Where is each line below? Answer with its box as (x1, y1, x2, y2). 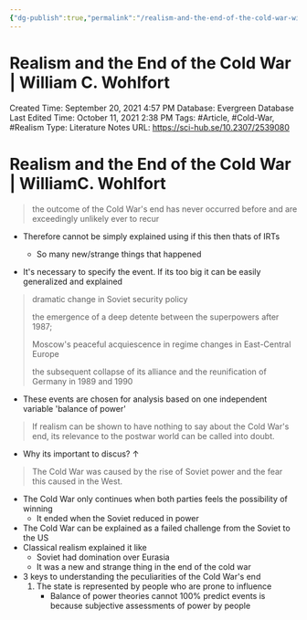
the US (22, 531, 49, 543)
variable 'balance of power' (22, 403, 126, 414)
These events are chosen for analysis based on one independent (22, 394, 268, 405)
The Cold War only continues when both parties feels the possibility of (22, 493, 288, 504)
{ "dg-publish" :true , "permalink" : (9, 13, 137, 23)
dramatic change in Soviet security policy (31, 293, 188, 304)
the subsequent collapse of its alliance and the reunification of (31, 366, 267, 377)
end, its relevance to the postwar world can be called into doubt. (31, 430, 276, 441)
